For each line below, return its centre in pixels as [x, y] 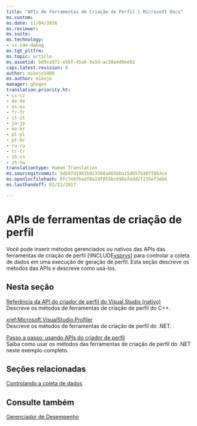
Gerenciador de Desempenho [43, 417]
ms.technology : [25, 40]
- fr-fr [16, 112]
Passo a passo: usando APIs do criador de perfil [66, 337]
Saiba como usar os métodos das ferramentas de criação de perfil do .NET [99, 344]
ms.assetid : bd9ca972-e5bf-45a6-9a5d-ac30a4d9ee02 [71, 62]
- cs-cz [16, 95]
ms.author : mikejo [29, 79]
